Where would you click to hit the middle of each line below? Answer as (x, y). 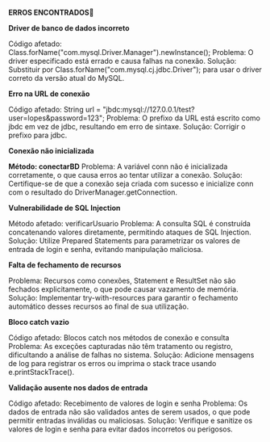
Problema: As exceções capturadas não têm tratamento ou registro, (121, 346)
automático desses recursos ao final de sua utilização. (99, 306)
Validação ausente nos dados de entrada (78, 387)
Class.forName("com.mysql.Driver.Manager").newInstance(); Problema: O (131, 52)
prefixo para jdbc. (38, 135)
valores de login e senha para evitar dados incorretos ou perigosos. (121, 429)
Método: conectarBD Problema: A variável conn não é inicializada (118, 166)
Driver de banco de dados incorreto (69, 28)
